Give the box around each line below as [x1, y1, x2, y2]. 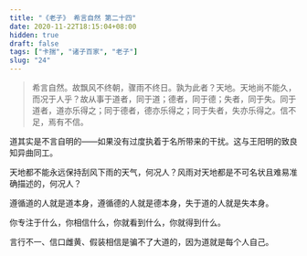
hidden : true [9, 30, 59, 39]
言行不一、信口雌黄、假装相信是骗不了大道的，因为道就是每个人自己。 [9, 237, 274, 247]
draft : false [9, 38, 59, 48]
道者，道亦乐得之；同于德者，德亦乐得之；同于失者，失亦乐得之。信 [31, 105, 289, 115]
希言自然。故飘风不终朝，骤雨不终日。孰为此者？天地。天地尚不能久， [31, 82, 297, 92]
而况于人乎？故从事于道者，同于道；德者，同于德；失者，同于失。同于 [31, 93, 297, 104]
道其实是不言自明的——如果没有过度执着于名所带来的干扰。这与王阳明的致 [9, 136, 290, 146]
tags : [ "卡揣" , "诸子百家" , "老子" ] [9, 48, 139, 57]
